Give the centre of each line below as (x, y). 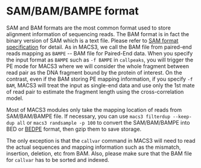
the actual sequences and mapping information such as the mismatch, (94, 147)
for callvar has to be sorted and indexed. (58, 160)
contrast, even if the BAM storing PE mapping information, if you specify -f (100, 79)
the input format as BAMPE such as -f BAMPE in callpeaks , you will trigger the (100, 60)
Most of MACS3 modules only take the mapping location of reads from (94, 110)
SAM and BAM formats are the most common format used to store (88, 28)
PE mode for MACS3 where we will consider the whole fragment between (97, 66)
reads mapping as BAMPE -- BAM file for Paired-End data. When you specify (100, 53)
